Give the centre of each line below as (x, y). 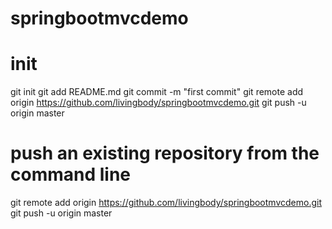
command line (71, 174)
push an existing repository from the (165, 153)
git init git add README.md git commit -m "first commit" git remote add (157, 92)
